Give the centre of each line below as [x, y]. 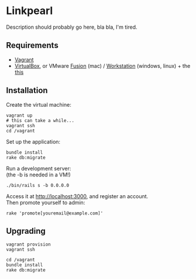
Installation [27, 91]
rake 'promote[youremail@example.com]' [55, 213]
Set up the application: [33, 141]
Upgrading [26, 231]
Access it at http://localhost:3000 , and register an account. [77, 196]
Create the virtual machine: [39, 104]
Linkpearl [30, 11]
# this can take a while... [40, 120]
